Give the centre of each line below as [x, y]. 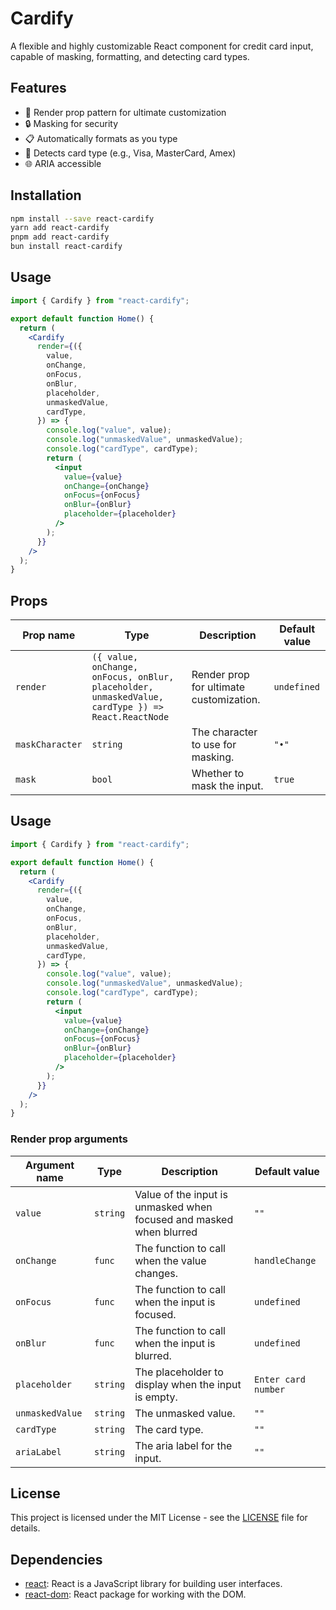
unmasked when [173, 1207]
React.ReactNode [130, 717]
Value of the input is [181, 1194]
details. [25, 1528]
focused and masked [184, 1219]
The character [224, 732]
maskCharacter [49, 745]
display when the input [188, 1384]
